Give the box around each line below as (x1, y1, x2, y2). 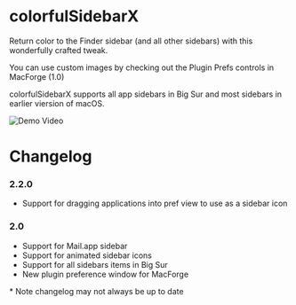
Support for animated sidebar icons (21, 250, 153, 261)
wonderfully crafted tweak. (9, 44, 108, 55)
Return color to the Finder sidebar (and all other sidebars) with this (9, 35, 253, 46)
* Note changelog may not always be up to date (9, 285, 184, 296)
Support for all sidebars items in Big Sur (21, 259, 169, 270)
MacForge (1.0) (9, 71, 65, 82)
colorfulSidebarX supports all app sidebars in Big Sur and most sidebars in (9, 89, 283, 99)
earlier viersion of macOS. (9, 98, 105, 108)
